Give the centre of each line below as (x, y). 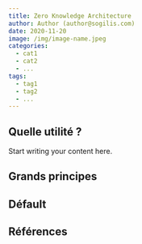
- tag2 (27, 91)
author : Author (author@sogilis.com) (72, 24)
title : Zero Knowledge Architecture (70, 16)
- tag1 (27, 83)
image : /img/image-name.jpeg (57, 39)
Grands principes (53, 176)
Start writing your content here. (61, 152)
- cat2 (27, 62)
